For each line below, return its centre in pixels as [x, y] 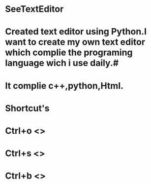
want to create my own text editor [75, 42]
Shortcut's [27, 108]
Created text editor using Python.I [76, 32]
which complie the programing [69, 53]
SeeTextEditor [34, 9]
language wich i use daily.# [62, 63]
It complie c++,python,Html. [64, 86]
